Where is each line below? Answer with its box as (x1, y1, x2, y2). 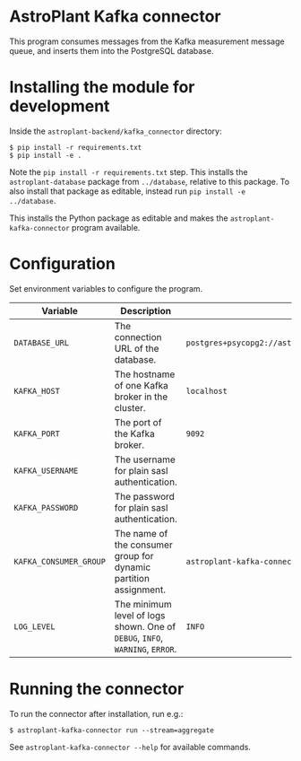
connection (114, 330, 162, 343)
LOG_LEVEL (13, 621, 56, 632)
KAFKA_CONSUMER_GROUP (13, 556, 106, 566)
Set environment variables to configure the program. (9, 283, 203, 293)
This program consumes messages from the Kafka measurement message (9, 36, 285, 47)
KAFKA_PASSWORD (13, 503, 79, 512)
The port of (114, 415, 162, 428)
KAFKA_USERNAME (13, 465, 79, 476)
